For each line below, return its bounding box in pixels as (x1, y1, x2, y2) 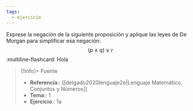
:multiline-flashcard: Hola (6, 55, 69, 63)
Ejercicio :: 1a (29, 98, 62, 105)
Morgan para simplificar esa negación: (6, 37, 101, 44)
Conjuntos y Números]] (29, 85, 88, 92)
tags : (6, 8, 20, 15)
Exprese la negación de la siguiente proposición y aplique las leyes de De (6, 30, 187, 38)
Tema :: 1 (29, 91, 51, 98)
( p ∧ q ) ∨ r (87, 46, 114, 54)
